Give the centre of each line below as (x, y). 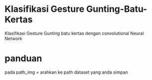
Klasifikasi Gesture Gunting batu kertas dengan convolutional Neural (74, 33)
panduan (24, 59)
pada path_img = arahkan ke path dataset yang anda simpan (66, 72)
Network (14, 39)
